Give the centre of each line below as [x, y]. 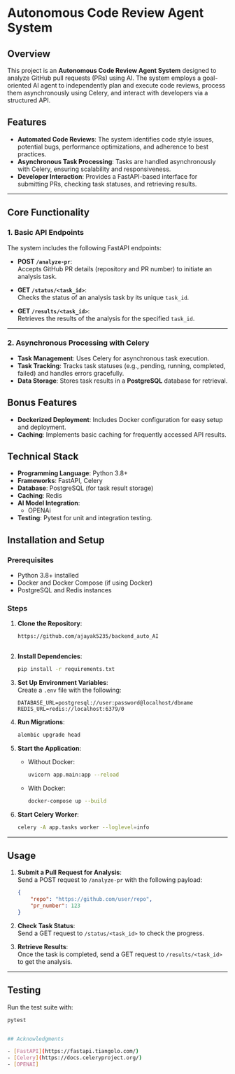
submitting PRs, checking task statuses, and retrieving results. [107, 184]
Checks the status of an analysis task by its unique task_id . [103, 297]
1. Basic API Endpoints [46, 233]
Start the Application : [49, 748]
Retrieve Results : [43, 946]
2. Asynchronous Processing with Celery [78, 343]
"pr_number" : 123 [56, 906]
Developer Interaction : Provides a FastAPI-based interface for [107, 176]
